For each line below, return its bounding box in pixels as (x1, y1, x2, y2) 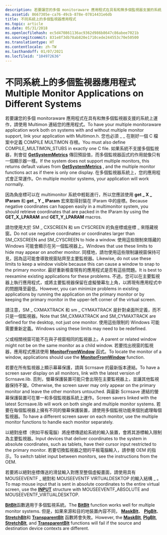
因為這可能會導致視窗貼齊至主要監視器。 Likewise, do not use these (13, 255, 152, 262)
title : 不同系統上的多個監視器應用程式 (5, 16, 77, 21)
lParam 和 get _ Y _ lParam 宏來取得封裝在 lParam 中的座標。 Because (5, 198, 148, 204)
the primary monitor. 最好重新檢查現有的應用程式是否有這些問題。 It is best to (5, 267, 162, 273)
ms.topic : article (5, 21, 43, 26)
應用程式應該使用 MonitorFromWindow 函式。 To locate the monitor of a (13, 349, 162, 355)
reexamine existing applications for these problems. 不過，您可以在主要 (5, 273, 152, 279)
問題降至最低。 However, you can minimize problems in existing (9, 286, 139, 292)
